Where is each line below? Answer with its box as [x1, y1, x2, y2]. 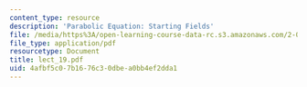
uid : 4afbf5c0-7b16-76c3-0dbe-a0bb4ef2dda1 [9, 64, 178, 73]
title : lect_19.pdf [9, 55, 84, 64]
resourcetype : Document [9, 47, 101, 56]
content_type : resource [9, 13, 101, 23]
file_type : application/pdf [9, 38, 117, 48]
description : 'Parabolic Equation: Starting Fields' [9, 22, 215, 31]
